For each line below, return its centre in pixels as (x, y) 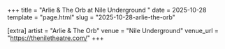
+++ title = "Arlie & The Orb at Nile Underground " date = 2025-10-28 (107, 10)
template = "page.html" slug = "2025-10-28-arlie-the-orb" (92, 17)
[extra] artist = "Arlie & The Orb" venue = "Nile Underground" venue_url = (113, 31)
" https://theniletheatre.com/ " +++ (56, 38)
